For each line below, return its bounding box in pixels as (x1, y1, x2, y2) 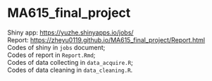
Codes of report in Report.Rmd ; (7, 51, 96, 59)
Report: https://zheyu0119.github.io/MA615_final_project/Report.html (7, 35, 206, 44)
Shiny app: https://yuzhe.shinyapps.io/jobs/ (7, 28, 134, 37)
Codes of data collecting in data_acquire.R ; (7, 58, 134, 66)
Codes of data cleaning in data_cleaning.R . (7, 66, 133, 74)
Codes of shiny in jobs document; (7, 43, 106, 51)
